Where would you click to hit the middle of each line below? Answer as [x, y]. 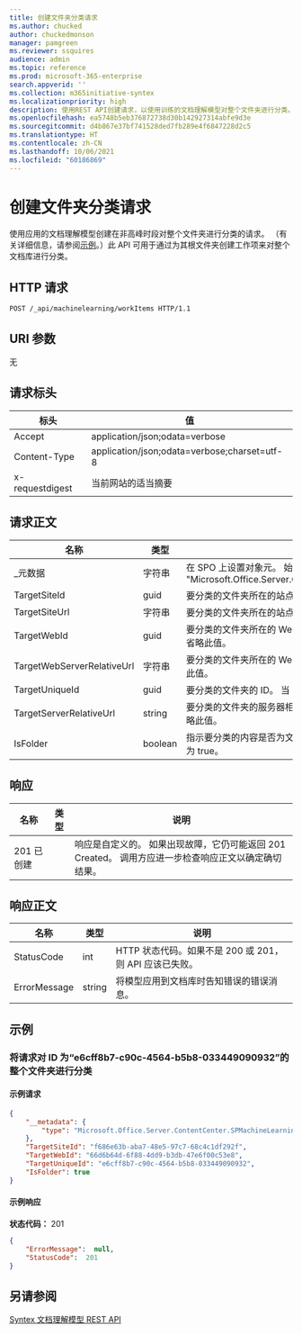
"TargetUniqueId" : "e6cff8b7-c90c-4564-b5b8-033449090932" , [140, 1164]
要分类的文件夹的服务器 [235, 707]
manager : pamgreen [44, 43]
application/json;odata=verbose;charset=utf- [187, 451]
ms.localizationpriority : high [68, 101]
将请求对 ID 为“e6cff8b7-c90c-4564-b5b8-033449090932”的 [149, 1057]
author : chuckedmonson [52, 34]
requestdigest [43, 488]
